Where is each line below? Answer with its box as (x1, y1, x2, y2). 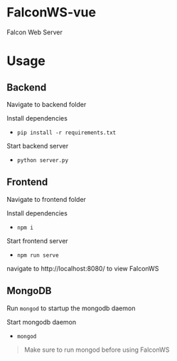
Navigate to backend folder (6, 100, 87, 108)
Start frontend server (6, 236, 68, 245)
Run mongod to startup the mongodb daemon (6, 304, 136, 312)
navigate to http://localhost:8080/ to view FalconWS (6, 264, 159, 273)
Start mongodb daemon (6, 317, 77, 326)
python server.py (16, 156, 69, 164)
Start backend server (6, 141, 69, 150)
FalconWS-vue (6, 4, 97, 21)
